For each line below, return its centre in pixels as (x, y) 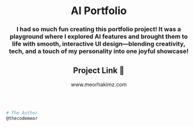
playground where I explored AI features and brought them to (99, 36)
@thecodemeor (22, 118)
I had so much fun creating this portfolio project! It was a (99, 29)
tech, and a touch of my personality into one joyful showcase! (99, 51)
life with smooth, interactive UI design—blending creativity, (99, 44)
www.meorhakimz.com (99, 84)
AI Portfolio (99, 11)
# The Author (22, 113)
